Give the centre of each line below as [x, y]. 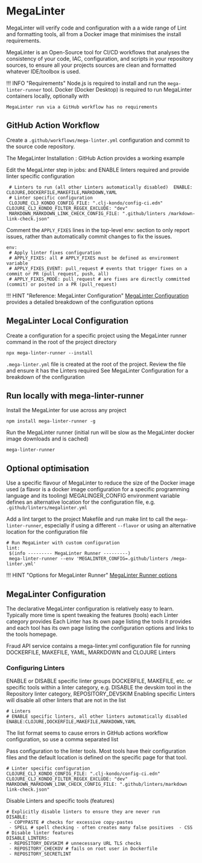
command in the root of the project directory [62, 342]
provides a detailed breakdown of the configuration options [80, 302]
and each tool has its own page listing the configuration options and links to [100, 628]
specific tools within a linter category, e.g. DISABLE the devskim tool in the [99, 688]
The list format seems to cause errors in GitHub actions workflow [87, 733]
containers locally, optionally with [48, 96]
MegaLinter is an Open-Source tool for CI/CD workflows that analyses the [98, 52]
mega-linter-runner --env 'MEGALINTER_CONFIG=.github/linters [89, 559]
